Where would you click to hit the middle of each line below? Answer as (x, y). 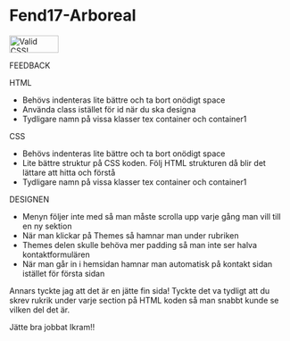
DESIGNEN (29, 199)
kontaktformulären (56, 254)
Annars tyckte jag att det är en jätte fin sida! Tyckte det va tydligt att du (140, 290)
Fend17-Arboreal (73, 16)
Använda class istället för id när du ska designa (109, 109)
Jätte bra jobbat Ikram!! (52, 327)
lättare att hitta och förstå (69, 172)
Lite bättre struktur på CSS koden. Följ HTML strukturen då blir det (144, 162)
